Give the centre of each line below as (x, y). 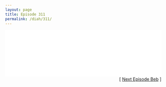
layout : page (19, 10)
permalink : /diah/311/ (28, 19)
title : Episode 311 (25, 14)
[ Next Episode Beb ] (140, 79)
